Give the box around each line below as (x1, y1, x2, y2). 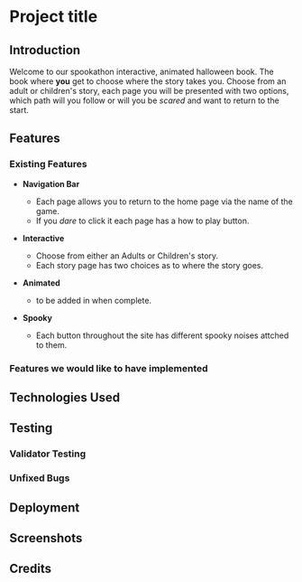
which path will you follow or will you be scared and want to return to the (9, 95, 279, 106)
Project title (9, 6, 98, 27)
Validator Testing (9, 447, 87, 460)
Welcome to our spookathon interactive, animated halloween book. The (9, 66, 274, 77)
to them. (35, 339, 68, 350)
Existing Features (9, 158, 87, 171)
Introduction (9, 42, 81, 58)
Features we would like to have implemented (9, 361, 209, 374)
